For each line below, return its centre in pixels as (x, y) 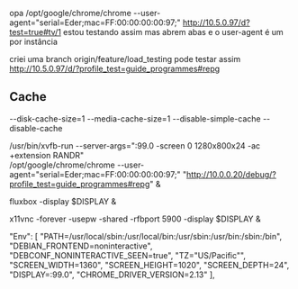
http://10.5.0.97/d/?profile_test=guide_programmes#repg (115, 68)
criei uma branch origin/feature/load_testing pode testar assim (125, 59)
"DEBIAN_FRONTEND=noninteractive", (81, 246)
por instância (34, 41)
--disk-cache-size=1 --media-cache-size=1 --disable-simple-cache (135, 118)
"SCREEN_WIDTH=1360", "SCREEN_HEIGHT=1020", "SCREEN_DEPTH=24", (149, 265)
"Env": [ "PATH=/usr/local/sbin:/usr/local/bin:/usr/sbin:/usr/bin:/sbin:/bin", (145, 236)
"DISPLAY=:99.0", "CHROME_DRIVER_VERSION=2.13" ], (112, 275)
